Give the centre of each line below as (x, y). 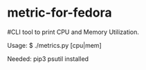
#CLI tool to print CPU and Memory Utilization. (73, 32)
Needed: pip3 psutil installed (48, 59)
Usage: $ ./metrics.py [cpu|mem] (54, 45)
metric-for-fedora (60, 13)
